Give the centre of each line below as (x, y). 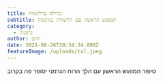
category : (21, 26)
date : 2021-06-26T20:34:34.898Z (53, 45)
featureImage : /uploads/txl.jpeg (55, 52)
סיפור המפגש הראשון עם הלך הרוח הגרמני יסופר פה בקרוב (82, 71)
